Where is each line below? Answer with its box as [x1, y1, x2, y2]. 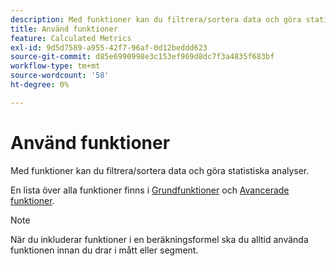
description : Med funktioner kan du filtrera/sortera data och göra [10, 14, 302, 25]
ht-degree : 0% [10, 80, 70, 90]
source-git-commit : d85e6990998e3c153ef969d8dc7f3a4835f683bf [10, 52, 275, 62]
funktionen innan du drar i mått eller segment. [10, 244, 199, 256]
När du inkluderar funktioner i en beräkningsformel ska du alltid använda [10, 233, 309, 245]
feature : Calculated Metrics [10, 33, 132, 43]
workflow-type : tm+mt [10, 61, 101, 71]
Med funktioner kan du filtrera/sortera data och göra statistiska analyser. [10, 164, 310, 176]
